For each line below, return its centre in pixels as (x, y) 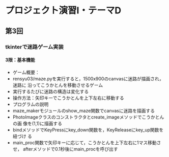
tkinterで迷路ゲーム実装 (34, 47)
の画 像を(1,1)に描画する (37, 123)
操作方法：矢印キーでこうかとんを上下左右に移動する (68, 98)
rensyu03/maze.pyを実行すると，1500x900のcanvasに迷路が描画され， (88, 78)
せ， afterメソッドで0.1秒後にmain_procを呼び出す (65, 149)
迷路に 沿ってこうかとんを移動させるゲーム (58, 85)
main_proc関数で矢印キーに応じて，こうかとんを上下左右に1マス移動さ (87, 142)
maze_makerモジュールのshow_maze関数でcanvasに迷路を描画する (84, 110)
